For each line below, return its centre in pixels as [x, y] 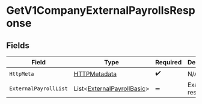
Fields [18, 45]
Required [169, 62]
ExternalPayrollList [38, 89]
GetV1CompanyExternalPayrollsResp [101, 11]
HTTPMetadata [95, 74]
